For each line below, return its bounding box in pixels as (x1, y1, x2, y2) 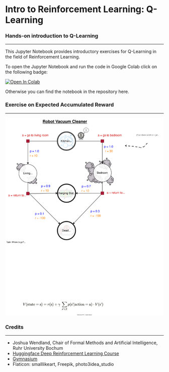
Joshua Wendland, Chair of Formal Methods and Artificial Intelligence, (12, 340, 158, 346)
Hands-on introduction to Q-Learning (5, 32, 99, 39)
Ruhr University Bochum (12, 345, 63, 351)
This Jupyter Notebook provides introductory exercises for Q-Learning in (5, 49, 157, 55)
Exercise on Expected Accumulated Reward (5, 101, 114, 108)
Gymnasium (12, 356, 38, 362)
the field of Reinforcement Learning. (5, 54, 80, 60)
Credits (5, 323, 24, 331)
